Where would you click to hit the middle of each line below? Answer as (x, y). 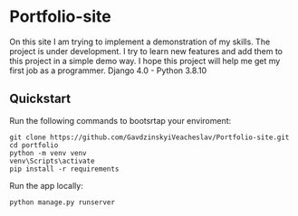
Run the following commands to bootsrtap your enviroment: (120, 120)
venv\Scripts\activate (52, 161)
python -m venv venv (48, 153)
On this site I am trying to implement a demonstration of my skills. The (140, 42)
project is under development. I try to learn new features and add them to (146, 51)
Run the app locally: (46, 185)
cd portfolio (34, 145)
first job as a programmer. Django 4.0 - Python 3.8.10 (108, 70)
